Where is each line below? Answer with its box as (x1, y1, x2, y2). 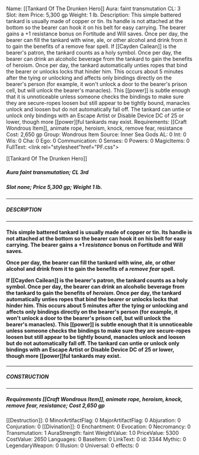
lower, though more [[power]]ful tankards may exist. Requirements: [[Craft (6, 118, 187, 125)
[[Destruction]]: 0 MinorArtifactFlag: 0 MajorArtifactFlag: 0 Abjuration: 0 (6, 417, 181, 424)
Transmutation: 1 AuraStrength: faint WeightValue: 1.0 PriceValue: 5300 (6, 430, 179, 437)
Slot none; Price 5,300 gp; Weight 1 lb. (6, 183, 102, 190)
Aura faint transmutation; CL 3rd (6, 168, 89, 175)
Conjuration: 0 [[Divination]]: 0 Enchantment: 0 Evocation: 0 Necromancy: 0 (6, 423, 191, 430)
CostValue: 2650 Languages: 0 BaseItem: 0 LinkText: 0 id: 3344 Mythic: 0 (6, 435, 187, 443)
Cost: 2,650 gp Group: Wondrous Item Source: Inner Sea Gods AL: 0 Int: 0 (6, 131, 187, 138)
